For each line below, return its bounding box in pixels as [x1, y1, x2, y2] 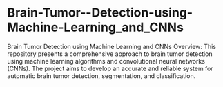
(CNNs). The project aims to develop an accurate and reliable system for [7, 64, 213, 72]
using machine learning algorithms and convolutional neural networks [7, 57, 206, 65]
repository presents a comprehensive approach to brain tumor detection [7, 50, 213, 58]
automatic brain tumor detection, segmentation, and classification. [7, 71, 196, 80]
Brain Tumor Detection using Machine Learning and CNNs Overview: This [7, 42, 216, 50]
